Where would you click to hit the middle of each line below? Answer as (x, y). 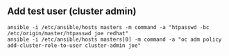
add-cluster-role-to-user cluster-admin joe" (74, 45)
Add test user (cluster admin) (72, 11)
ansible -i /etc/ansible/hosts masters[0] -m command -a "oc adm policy (114, 39)
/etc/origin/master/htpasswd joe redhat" (68, 33)
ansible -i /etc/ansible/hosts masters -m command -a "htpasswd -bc (108, 27)
